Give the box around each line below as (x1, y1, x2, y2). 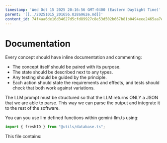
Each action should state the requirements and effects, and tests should (12, 80, 160, 86)
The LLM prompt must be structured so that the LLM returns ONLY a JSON (5, 95, 159, 101)
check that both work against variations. (12, 85, 95, 91)
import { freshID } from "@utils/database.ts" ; (5, 125, 106, 130)
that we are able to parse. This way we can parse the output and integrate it (5, 100, 161, 106)
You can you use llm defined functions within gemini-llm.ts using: (5, 115, 139, 121)
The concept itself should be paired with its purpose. (12, 64, 121, 70)
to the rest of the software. (5, 105, 60, 111)
